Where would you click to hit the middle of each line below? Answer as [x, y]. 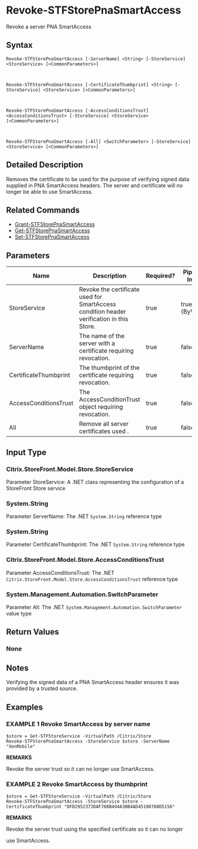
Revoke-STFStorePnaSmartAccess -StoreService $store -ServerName [88, 741]
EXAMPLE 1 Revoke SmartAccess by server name [78, 724]
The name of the [102, 336]
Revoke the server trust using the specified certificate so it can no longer [95, 829]
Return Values [33, 632]
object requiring [101, 407]
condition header [103, 312]
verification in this [103, 319]
